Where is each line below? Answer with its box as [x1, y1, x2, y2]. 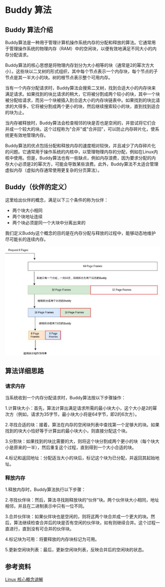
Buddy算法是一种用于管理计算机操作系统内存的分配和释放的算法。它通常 [5, 40, 152, 45]
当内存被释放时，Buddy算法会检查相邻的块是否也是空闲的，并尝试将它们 [5, 120, 152, 126]
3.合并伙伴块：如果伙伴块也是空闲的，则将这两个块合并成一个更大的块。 [5, 514, 151, 520]
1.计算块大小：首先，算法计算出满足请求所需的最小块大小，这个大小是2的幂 [5, 405, 157, 411]
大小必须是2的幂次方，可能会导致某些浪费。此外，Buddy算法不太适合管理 [9, 161, 159, 167]
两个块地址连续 [12, 213, 43, 219]
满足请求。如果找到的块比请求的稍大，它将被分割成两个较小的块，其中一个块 [5, 91, 160, 97]
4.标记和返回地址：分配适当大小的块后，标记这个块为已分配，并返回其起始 [5, 455, 156, 461]
